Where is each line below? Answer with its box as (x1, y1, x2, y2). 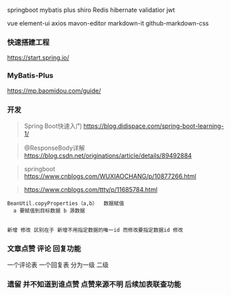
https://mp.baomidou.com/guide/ (7, 86, 102, 95)
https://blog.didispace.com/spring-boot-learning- (83, 122, 224, 130)
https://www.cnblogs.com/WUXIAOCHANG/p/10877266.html (23, 172, 197, 180)
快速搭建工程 (7, 37, 50, 47)
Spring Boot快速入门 (23, 122, 82, 130)
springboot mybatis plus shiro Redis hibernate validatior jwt (7, 6, 175, 14)
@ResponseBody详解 (23, 144, 85, 152)
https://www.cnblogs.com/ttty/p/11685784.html (23, 185, 158, 193)
